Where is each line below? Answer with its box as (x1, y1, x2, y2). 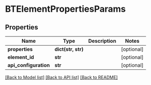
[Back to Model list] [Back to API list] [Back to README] (5, 75, 118, 80)
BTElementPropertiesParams (5, 3, 126, 15)
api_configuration (7, 62, 50, 68)
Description (88, 38, 117, 44)
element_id (7, 54, 34, 60)
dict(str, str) (54, 46, 84, 53)
